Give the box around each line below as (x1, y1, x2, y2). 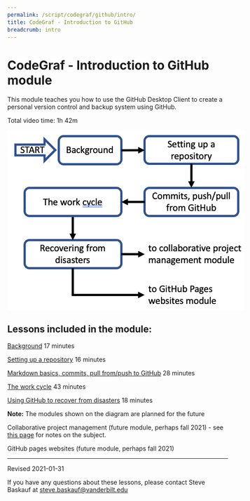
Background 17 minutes (7, 342, 75, 350)
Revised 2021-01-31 (7, 465, 64, 473)
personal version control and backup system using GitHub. (7, 102, 177, 112)
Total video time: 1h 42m (7, 116, 78, 125)
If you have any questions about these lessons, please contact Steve (7, 478, 205, 487)
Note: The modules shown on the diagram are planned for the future (7, 410, 205, 418)
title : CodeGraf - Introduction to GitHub (7, 18, 133, 26)
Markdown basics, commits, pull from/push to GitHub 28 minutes (7, 369, 195, 378)
